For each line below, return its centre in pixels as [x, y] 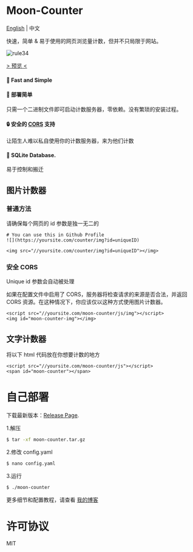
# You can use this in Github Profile [55, 235]
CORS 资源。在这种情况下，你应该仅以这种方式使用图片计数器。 [86, 302]
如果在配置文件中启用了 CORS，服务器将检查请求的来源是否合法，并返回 [97, 294]
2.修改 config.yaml [29, 452]
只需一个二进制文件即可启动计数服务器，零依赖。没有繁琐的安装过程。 [94, 109]
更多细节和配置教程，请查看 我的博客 [52, 500]
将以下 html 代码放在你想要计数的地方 [53, 354]
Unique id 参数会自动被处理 [40, 281]
